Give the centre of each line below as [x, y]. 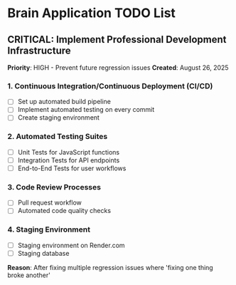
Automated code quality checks [64, 211]
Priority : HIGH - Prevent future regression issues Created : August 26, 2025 [118, 68]
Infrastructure [39, 50]
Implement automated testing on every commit [86, 110]
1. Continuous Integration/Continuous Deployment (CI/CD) [110, 85]
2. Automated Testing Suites [58, 137]
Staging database [43, 253]
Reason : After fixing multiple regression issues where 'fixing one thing [110, 267]
